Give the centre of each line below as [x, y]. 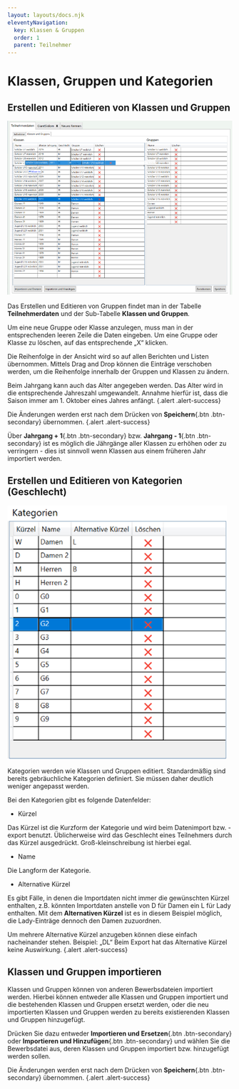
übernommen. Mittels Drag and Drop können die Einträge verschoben [110, 364]
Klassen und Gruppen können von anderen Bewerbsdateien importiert [110, 989]
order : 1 [27, 38]
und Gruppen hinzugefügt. [46, 1019]
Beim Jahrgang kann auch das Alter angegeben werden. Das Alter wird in [115, 385]
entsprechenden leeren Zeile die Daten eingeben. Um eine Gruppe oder [113, 335]
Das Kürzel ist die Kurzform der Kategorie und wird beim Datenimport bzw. [117, 827]
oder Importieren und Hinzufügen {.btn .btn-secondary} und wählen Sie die [119, 1041]
